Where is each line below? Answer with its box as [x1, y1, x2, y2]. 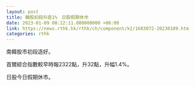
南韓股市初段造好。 [6, 48, 54, 56]
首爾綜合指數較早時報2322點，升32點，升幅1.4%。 [6, 61, 133, 68]
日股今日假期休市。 [6, 73, 54, 81]
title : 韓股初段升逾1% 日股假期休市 [6, 14, 89, 20]
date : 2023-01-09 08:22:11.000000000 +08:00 [6, 20, 119, 26]
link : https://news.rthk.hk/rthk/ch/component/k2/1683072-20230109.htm [6, 25, 189, 32]
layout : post [6, 8, 39, 15]
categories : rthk [6, 31, 50, 37]
